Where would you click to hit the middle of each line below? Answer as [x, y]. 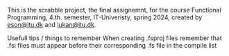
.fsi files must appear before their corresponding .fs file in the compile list [112, 45]
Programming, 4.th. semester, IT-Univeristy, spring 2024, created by [105, 17]
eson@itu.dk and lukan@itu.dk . [52, 25]
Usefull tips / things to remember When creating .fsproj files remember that [114, 38]
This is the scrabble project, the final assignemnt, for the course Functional [114, 10]
